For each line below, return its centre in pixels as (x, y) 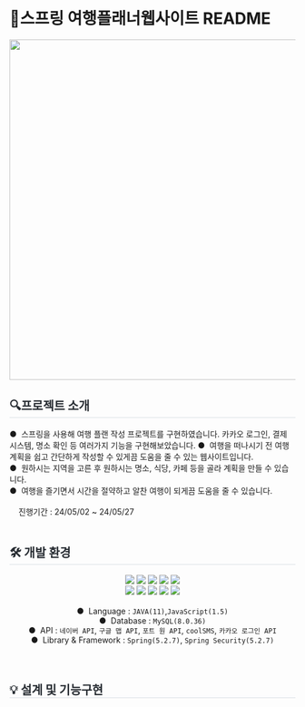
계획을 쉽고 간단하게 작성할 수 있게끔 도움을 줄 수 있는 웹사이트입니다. (132, 457)
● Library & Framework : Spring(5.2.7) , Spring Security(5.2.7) (152, 640)
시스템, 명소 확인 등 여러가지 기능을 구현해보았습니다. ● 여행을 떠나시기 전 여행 (150, 445)
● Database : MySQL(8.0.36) (152, 620)
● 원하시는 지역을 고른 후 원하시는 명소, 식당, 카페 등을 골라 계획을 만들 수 (141, 467)
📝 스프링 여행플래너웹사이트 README (140, 19)
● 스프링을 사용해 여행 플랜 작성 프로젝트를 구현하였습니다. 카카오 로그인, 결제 (148, 434)
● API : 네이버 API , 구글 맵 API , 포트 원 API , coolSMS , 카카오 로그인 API (152, 630)
